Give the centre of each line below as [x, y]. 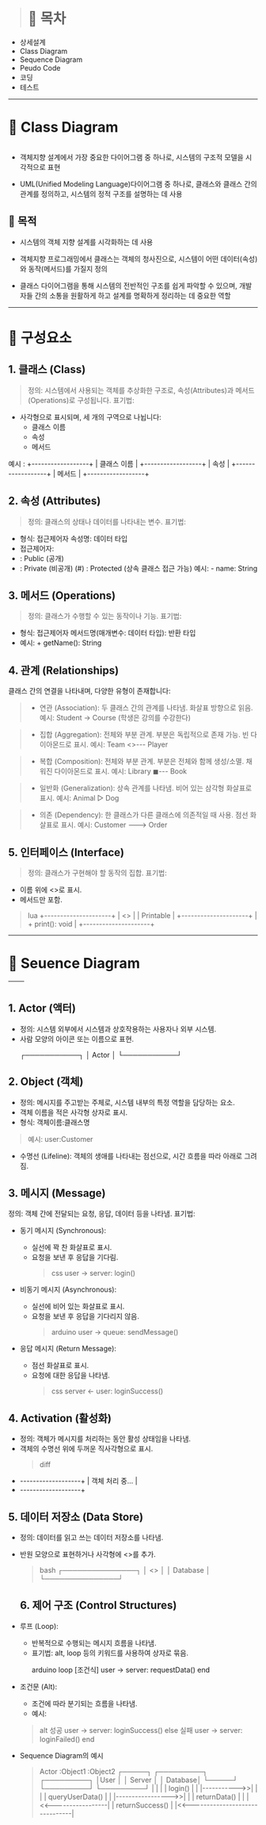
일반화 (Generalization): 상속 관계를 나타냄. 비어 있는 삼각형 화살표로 [145, 788]
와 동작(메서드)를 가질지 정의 [64, 268]
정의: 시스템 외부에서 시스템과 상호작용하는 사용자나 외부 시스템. [118, 1029]
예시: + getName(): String [61, 643]
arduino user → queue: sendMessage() [115, 1332]
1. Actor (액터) [42, 1008]
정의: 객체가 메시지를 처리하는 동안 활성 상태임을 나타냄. [105, 1439]
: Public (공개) [42, 558]
